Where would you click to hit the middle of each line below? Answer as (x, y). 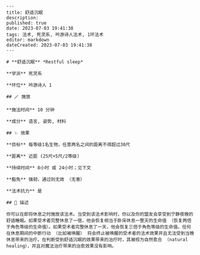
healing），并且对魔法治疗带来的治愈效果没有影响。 (61, 246)
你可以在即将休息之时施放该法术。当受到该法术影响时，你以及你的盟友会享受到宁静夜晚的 (100, 214)
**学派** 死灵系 (24, 74)
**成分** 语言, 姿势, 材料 (36, 122)
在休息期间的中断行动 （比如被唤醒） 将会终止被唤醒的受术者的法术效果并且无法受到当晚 (100, 233)
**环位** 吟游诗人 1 (29, 85)
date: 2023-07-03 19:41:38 (40, 28)
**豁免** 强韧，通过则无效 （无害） (46, 180)
